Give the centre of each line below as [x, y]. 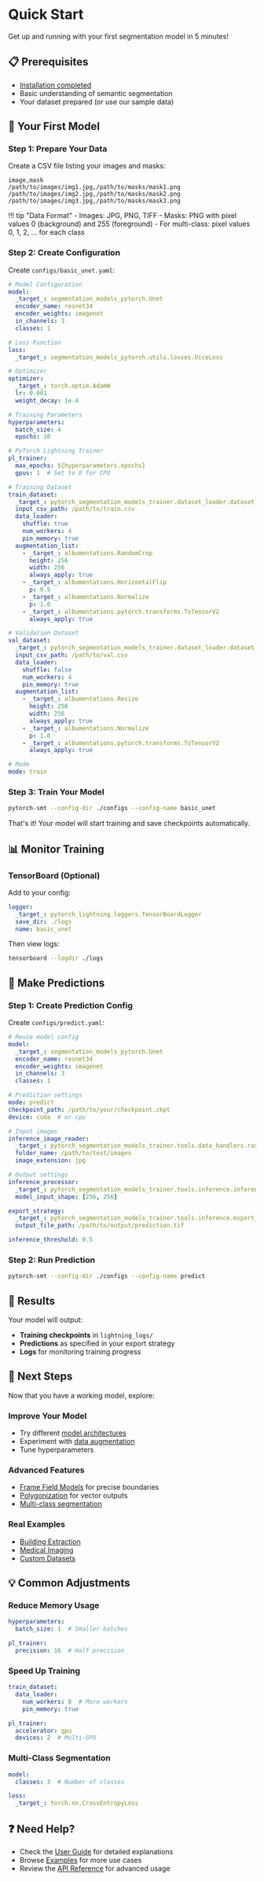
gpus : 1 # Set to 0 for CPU [63, 473]
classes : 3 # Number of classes [70, 1782]
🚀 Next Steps [40, 1377]
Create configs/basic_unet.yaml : [62, 270]
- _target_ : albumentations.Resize [81, 699]
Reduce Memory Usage [54, 1605]
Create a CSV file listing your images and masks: [87, 166]
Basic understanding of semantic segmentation [96, 93]
